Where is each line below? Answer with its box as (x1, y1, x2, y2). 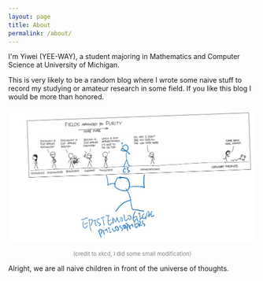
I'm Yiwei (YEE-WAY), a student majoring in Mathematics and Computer (8, 52, 240, 61)
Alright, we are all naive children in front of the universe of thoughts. (8, 264, 230, 273)
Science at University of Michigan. (8, 60, 120, 70)
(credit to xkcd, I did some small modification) (72, 250, 192, 257)
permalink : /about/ (8, 29, 72, 37)
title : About (8, 20, 51, 29)
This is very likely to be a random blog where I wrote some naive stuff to (8, 76, 243, 85)
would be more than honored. (8, 92, 105, 102)
